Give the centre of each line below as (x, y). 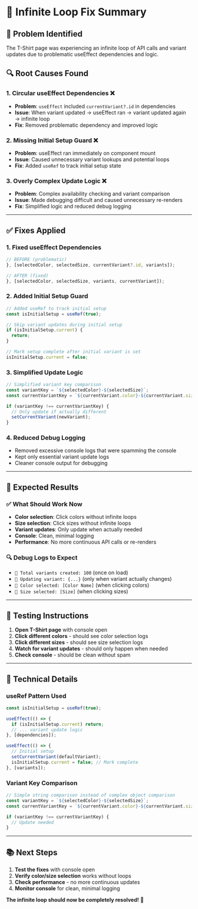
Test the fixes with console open (55, 869)
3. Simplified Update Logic (45, 372)
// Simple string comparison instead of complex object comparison (91, 795)
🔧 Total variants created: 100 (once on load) (71, 573)
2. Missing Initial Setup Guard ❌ (52, 140)
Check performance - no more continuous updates (77, 882)
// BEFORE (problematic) (37, 259)
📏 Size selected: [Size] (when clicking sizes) (71, 591)
